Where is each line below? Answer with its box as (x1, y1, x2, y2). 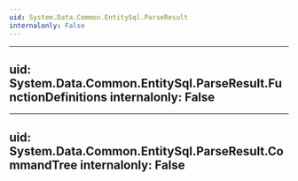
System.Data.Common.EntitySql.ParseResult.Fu (9, 76, 282, 91)
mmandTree (9, 157, 78, 172)
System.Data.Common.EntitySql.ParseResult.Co (9, 143, 284, 159)
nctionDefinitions (9, 89, 108, 104)
